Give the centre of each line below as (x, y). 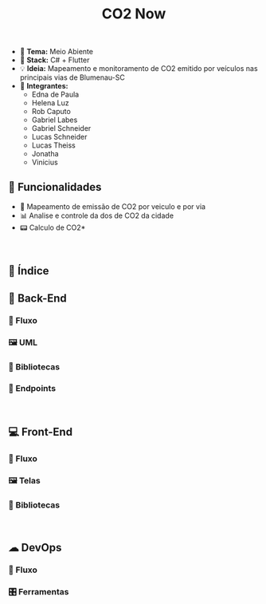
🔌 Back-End (38, 298)
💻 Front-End (41, 432)
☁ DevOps (35, 547)
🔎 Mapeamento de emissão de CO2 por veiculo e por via (112, 206)
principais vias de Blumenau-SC (72, 77)
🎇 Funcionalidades (55, 187)
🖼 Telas (25, 480)
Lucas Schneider (59, 136)
